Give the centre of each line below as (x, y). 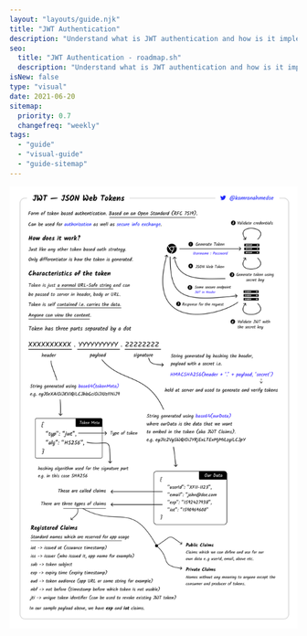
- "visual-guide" (51, 154)
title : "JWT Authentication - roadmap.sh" (100, 58)
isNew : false (34, 78)
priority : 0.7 (44, 116)
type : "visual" (38, 87)
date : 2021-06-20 (42, 96)
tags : (20, 135)
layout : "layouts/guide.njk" (65, 19)
